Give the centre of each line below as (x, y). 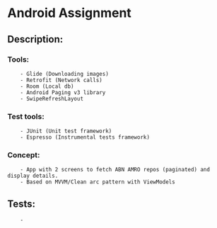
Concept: (24, 155)
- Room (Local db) (47, 86)
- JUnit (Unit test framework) (66, 131)
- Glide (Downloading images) (65, 74)
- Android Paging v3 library (63, 92)
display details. (33, 176)
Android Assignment (70, 13)
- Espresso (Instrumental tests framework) (85, 137)
